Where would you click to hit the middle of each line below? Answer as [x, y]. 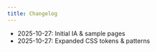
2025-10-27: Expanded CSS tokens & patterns [84, 41]
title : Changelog [32, 14]
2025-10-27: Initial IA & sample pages [71, 33]
